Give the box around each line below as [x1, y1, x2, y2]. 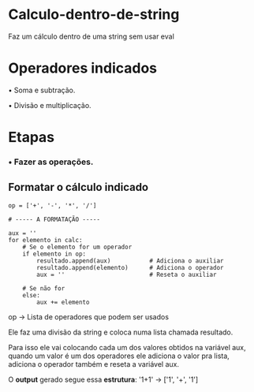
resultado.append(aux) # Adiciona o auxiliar [36, 256, 224, 265]
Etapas [8, 129, 55, 147]
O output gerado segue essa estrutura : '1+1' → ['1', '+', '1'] [8, 375, 199, 384]
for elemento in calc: [8, 236, 83, 244]
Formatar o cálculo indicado [8, 181, 149, 194]
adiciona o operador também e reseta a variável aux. [8, 359, 180, 368]
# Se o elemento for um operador [22, 243, 133, 251]
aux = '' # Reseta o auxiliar [36, 271, 217, 278]
